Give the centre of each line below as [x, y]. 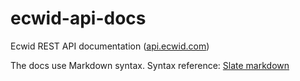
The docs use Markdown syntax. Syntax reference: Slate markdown [150, 65]
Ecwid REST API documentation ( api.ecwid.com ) [110, 46]
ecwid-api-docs [78, 18]
